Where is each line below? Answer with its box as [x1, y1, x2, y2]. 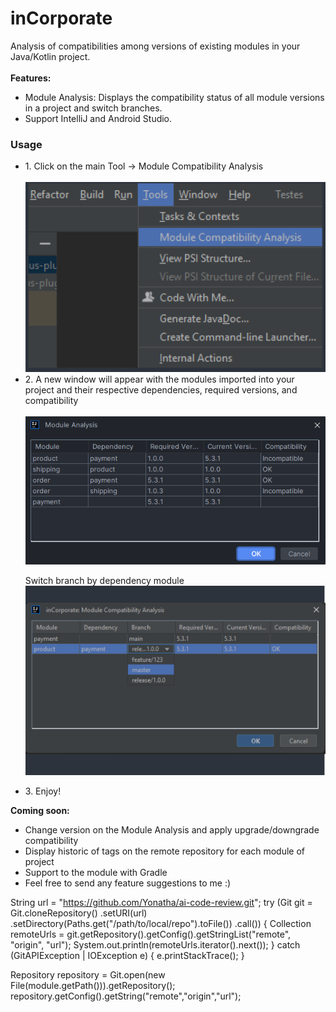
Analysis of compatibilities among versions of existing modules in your [10, 40, 301, 52]
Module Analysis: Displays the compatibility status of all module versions [24, 91, 325, 103]
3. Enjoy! [24, 785, 62, 797]
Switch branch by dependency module [24, 574, 185, 586]
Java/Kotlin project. [10, 50, 91, 62]
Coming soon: [10, 804, 70, 816]
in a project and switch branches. [24, 102, 163, 114]
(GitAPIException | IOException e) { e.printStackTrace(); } [10, 949, 245, 961]
